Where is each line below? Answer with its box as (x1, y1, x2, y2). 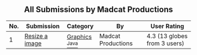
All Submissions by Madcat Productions (23, 5, 174, 15)
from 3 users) (146, 39, 185, 47)
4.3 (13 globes (146, 32, 188, 40)
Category (66, 22, 94, 30)
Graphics (66, 32, 92, 40)
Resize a (24, 32, 48, 40)
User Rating (150, 22, 185, 30)
